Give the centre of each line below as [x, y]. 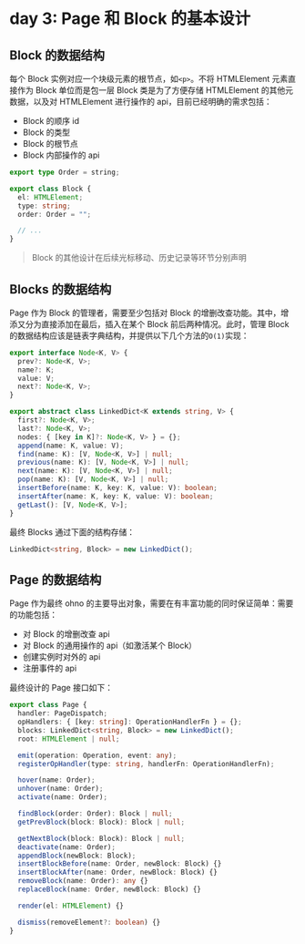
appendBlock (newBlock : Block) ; [77, 856]
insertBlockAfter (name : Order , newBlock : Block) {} [118, 872]
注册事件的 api [50, 668]
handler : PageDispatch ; [62, 713]
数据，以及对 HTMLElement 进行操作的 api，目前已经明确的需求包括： [141, 102]
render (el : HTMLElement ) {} [71, 906]
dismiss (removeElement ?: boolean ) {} [89, 922]
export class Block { [51, 189]
